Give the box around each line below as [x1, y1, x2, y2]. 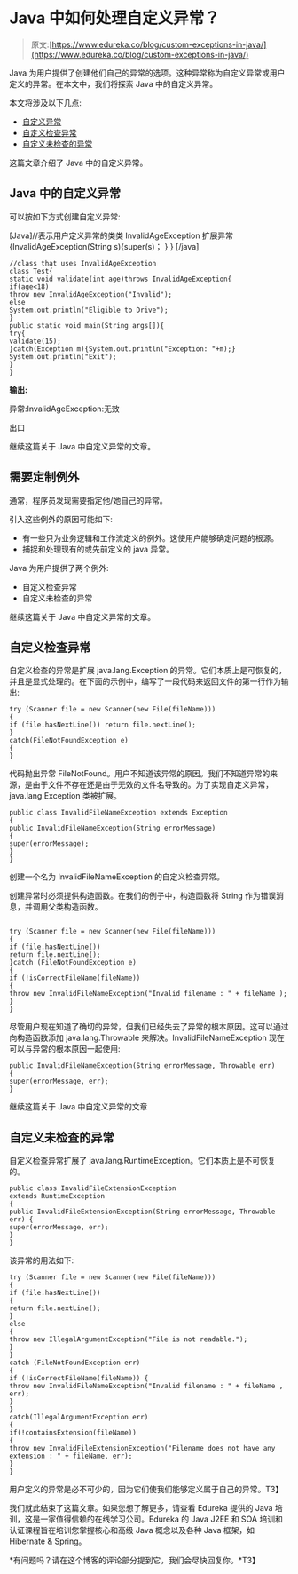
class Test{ [9, 266, 53, 275]
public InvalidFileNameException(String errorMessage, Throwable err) [9, 1061, 276, 1070]
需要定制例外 [9, 470, 80, 485]
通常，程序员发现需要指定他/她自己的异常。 [9, 495, 169, 505]
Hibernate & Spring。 [9, 1536, 87, 1546]
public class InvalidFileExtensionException [9, 1184, 176, 1193]
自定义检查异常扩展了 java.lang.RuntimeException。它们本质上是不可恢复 [9, 1156, 276, 1166]
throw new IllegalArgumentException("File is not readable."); [9, 1335, 248, 1344]
